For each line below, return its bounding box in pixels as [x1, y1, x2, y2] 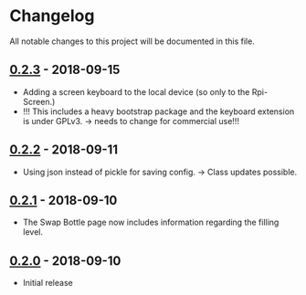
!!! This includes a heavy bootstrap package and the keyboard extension [22, 106, 295, 117]
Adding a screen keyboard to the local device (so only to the [22, 86, 250, 97]
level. [22, 227, 44, 237]
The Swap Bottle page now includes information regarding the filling [22, 216, 280, 228]
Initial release [22, 278, 73, 289]
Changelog [9, 5, 95, 26]
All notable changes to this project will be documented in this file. [9, 36, 256, 47]
